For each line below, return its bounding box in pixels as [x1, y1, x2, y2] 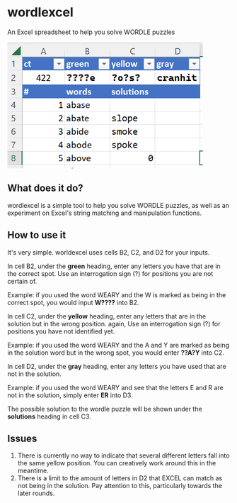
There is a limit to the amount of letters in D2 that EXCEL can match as [17, 474, 223, 482]
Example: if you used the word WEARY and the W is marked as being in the [7, 290, 226, 299]
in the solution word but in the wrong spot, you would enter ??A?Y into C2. [7, 348, 225, 357]
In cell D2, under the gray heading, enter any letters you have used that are [7, 362, 226, 370]
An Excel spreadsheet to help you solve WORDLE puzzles [7, 28, 175, 36]
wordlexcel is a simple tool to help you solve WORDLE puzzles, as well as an [7, 201, 230, 209]
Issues [7, 432, 37, 444]
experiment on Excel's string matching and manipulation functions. [7, 209, 202, 217]
